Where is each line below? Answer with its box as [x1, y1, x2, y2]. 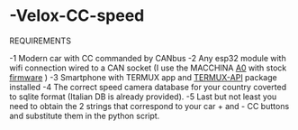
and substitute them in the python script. [9, 110, 160, 121]
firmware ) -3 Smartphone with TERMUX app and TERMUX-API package [9, 71, 277, 82]
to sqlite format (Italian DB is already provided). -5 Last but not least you [9, 91, 277, 102]
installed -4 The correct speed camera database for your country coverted [9, 81, 286, 92]
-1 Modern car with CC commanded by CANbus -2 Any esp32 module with [9, 52, 286, 63]
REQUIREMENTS [9, 35, 72, 46]
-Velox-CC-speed [9, 5, 145, 26]
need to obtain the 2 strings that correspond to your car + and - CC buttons [9, 100, 290, 111]
